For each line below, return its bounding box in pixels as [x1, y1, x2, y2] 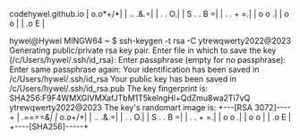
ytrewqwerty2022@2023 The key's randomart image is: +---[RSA [9, 102, 253, 112]
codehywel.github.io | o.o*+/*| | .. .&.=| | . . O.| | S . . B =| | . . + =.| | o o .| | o [9, 9, 289, 19]
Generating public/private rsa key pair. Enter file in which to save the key [9, 45, 277, 56]
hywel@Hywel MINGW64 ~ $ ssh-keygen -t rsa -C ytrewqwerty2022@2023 [9, 36, 292, 46]
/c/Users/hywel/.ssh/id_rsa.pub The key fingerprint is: [9, 83, 209, 93]
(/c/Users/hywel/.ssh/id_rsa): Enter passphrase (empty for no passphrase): [9, 55, 287, 65]
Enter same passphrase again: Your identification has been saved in [9, 64, 260, 74]
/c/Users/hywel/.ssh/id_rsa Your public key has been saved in [9, 74, 237, 84]
